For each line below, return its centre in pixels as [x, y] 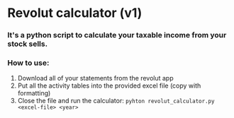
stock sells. [28, 44]
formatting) [34, 93]
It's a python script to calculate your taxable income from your [117, 35]
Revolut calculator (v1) [75, 13]
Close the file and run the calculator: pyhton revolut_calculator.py [116, 101]
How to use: [28, 63]
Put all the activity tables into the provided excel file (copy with [109, 85]
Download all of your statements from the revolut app [95, 78]
